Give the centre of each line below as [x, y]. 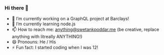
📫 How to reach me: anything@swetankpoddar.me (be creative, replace [85, 30]
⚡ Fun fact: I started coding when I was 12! [55, 48]
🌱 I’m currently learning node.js [44, 24]
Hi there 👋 [17, 8]
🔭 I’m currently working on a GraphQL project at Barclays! [70, 19]
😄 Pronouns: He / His [34, 42]
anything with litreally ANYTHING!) [47, 37]
